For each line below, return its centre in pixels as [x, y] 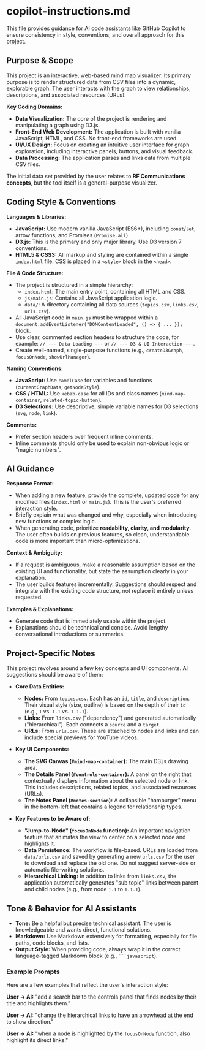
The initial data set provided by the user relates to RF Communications [96, 176]
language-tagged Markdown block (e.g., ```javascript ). [86, 956]
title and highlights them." [39, 1003]
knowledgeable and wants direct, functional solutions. [83, 930]
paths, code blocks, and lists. [52, 943]
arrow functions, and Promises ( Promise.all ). [72, 235]
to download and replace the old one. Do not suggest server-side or [110, 863]
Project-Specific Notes [51, 653]
